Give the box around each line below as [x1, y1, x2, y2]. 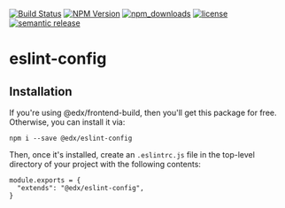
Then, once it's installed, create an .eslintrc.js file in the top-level [9, 150, 255, 159]
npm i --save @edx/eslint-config [9, 134, 133, 143]
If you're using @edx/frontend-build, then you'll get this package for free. [9, 107, 277, 118]
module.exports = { [9, 176, 81, 185]
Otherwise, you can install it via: [9, 117, 126, 127]
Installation [9, 84, 73, 99]
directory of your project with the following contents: [9, 159, 202, 169]
